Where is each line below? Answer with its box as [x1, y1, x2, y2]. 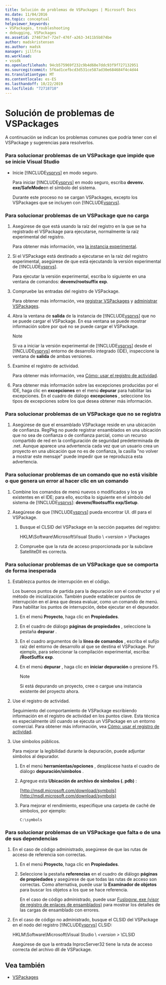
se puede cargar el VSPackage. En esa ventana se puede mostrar [12, 318, 147, 324]
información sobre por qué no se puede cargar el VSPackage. [12, 324, 139, 329]
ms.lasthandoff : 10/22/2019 [5, 81, 63, 86]
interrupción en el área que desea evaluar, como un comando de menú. [12, 598, 159, 605]
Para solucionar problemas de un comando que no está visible [5, 471, 158, 478]
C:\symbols [19, 817, 43, 822]
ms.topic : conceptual [5, 16, 50, 21]
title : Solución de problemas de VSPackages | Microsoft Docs [5, 7, 136, 12]
